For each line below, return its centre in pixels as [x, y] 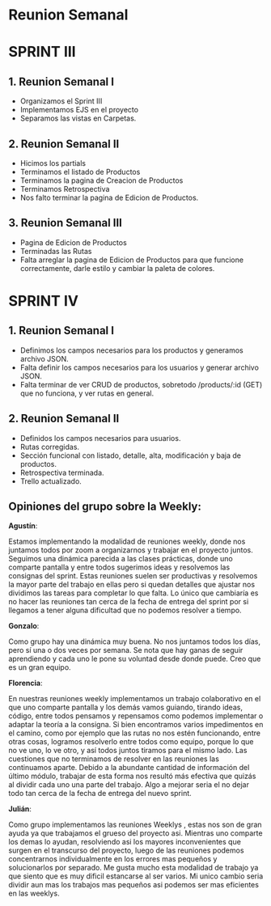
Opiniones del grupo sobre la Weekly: [105, 507]
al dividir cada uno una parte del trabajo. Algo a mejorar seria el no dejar [129, 785]
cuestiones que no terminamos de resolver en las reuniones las [114, 759]
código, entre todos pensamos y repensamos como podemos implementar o [136, 716]
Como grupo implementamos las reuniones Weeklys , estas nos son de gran [135, 825]
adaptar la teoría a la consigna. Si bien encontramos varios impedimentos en [136, 725]
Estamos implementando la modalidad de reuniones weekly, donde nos [127, 542]
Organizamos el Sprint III [61, 101]
